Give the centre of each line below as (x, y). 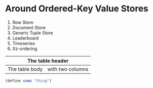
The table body (25, 69)
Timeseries (24, 43)
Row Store (23, 22)
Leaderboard (25, 38)
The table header (48, 61)
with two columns (68, 69)
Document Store (29, 27)
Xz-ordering (25, 48)
